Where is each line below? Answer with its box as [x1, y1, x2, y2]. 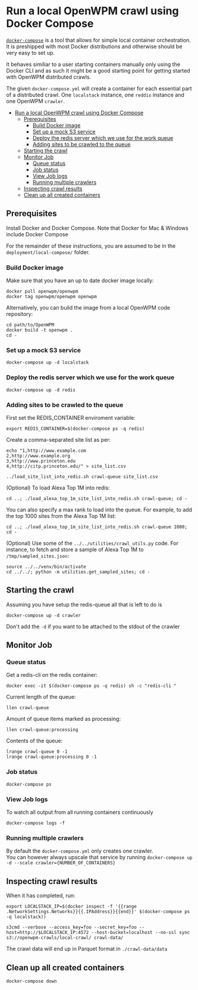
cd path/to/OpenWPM [6, 322, 55, 328]
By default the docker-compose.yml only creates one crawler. [6, 847, 153, 855]
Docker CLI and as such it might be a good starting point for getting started [6, 67, 190, 74]
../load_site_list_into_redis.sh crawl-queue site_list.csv [6, 473, 159, 480]
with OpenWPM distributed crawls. [6, 73, 92, 80]
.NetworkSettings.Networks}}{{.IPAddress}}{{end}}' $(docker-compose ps [6, 909, 190, 915]
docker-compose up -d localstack [6, 360, 89, 366]
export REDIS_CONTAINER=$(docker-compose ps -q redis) [6, 426, 145, 432]
